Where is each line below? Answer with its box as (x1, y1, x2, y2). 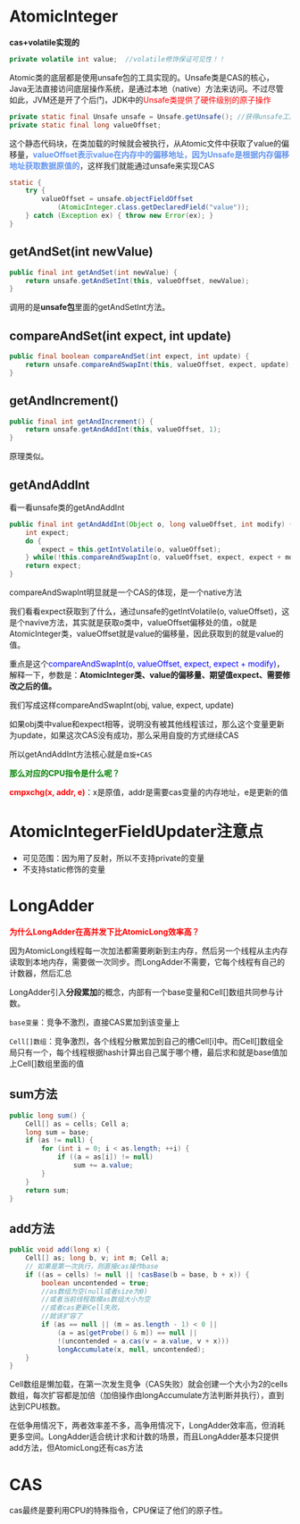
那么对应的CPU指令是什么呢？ (9, 768, 121, 779)
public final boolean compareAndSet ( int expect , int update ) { (9, 352, 250, 361)
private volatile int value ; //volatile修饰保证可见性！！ (9, 54, 226, 63)
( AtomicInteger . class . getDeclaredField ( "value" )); (56, 203, 250, 212)
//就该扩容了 (41, 1311, 83, 1321)
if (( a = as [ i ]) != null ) (56, 1152, 154, 1162)
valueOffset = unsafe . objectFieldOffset (41, 195, 194, 204)
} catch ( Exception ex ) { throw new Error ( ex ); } (25, 212, 214, 221)
